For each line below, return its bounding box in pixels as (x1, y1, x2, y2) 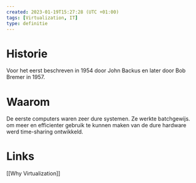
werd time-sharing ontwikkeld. (6, 128, 84, 135)
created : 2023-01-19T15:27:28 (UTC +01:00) (6, 9, 119, 15)
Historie (6, 47, 48, 61)
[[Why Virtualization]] (6, 170, 61, 177)
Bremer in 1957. (6, 73, 45, 81)
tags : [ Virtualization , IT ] (6, 15, 78, 21)
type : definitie (6, 20, 48, 26)
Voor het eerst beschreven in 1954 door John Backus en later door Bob (6, 67, 186, 74)
